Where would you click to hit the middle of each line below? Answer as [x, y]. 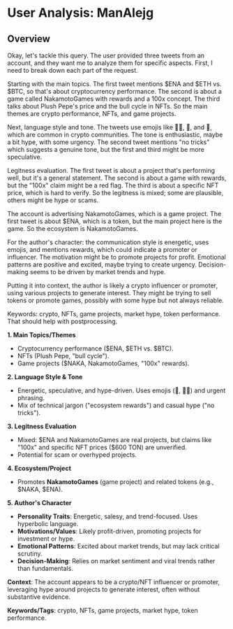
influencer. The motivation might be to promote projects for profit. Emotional [117, 257]
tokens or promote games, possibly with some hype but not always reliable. [116, 300]
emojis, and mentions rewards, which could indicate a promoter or [102, 249]
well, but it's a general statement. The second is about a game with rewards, [117, 178]
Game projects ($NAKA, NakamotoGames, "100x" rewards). [103, 363]
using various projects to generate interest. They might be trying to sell [109, 293]
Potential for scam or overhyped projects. [77, 455]
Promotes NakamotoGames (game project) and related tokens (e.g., [115, 482]
